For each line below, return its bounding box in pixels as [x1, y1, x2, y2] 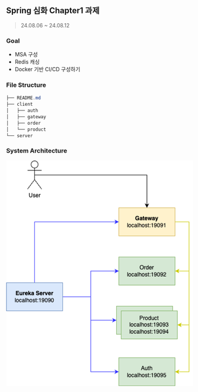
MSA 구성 [14, 51, 38, 58]
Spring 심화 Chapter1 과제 [6, 5, 100, 16]
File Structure [6, 81, 46, 89]
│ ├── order [6, 120, 41, 126]
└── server [6, 132, 33, 138]
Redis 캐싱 [14, 58, 40, 65]
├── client [6, 102, 33, 108]
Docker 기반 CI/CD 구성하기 [14, 66, 81, 73]
